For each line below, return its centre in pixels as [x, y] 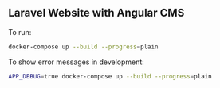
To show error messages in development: [77, 62]
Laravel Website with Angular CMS [96, 13]
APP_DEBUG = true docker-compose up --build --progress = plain [110, 76]
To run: [20, 32]
